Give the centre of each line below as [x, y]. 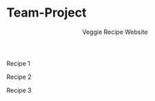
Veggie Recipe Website [115, 32]
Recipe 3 [19, 90]
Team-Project [46, 13]
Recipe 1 [18, 63]
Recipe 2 [19, 77]
